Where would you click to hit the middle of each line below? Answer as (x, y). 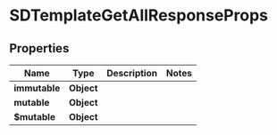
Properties (39, 48)
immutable (37, 88)
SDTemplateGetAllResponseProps (138, 16)
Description (132, 73)
